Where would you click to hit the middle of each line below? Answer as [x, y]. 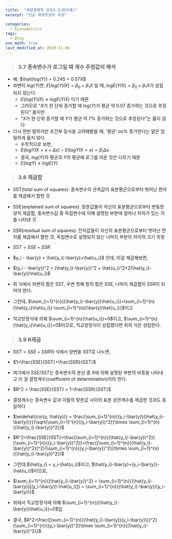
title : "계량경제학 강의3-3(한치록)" [41, 10]
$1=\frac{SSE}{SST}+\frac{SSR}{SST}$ [54, 362]
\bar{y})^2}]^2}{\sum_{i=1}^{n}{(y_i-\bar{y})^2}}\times [70, 448]
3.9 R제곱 [29, 339]
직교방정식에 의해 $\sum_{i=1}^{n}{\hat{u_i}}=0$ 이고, [68, 318]
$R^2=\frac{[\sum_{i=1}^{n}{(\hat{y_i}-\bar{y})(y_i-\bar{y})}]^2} [91, 520]
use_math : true [22, 43]
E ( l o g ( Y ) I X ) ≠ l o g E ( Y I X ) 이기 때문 [54, 99]
